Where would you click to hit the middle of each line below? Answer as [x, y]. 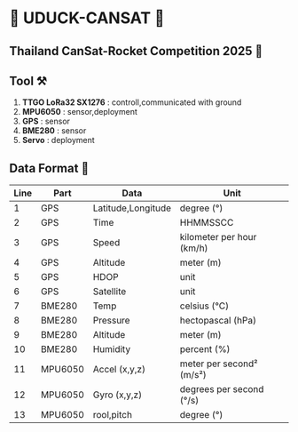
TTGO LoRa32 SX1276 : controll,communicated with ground [132, 102]
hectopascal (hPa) [218, 321]
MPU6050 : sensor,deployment [79, 112]
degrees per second [222, 389]
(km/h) [194, 248]
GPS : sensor [46, 121]
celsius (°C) [204, 306]
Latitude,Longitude [132, 208]
